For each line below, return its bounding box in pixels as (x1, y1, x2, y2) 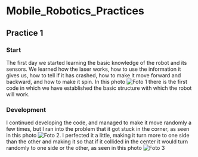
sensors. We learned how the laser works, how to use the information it (6, 65, 181, 73)
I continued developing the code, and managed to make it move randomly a (6, 119, 192, 126)
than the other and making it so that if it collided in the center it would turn (6, 138, 188, 145)
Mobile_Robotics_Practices (6, 4, 144, 18)
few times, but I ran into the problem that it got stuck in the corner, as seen (6, 125, 190, 133)
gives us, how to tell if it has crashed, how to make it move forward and (6, 71, 181, 78)
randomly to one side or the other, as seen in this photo (6, 145, 142, 152)
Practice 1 (6, 28, 44, 38)
